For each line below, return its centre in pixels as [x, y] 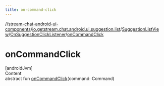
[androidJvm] [19, 68]
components [18, 29]
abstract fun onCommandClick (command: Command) [60, 78]
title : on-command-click [31, 10]
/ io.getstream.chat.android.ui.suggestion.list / [76, 29]
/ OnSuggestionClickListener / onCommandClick [56, 34]
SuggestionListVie [141, 29]
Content [13, 73]
